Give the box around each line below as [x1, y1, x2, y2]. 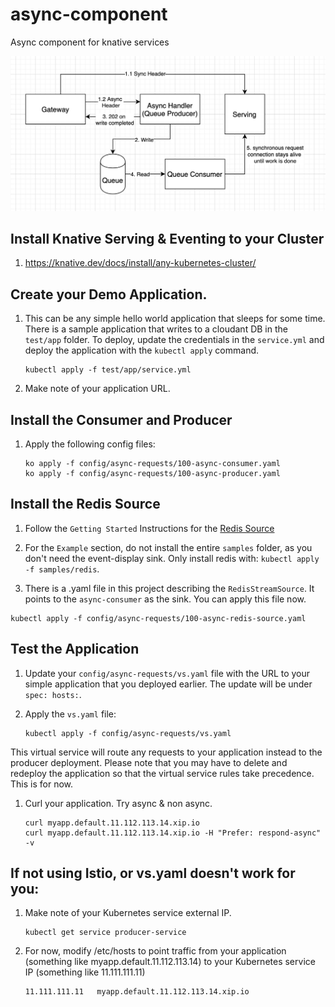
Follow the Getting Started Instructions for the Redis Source [24, 522, 275, 534]
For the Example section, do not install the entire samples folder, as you [24, 541, 313, 553]
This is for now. [10, 778, 73, 790]
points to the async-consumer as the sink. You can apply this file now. [24, 593, 307, 605]
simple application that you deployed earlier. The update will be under [24, 678, 313, 690]
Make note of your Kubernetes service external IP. [24, 907, 232, 919]
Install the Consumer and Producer [10, 411, 233, 428]
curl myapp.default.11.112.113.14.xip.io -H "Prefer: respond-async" [24, 828, 322, 838]
